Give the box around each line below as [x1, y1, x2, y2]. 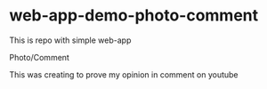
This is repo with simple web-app [9, 35, 132, 45]
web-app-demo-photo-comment [9, 5, 259, 26]
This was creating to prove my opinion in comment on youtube [9, 69, 239, 80]
